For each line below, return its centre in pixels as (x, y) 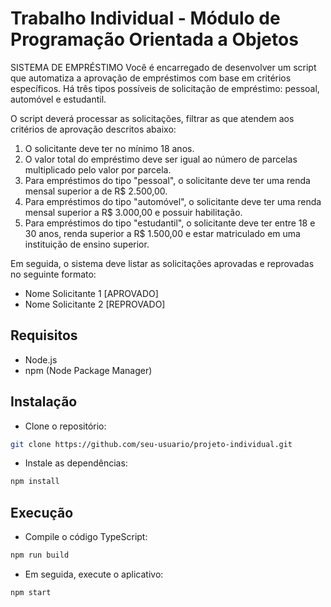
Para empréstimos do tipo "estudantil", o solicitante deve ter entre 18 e (170, 223)
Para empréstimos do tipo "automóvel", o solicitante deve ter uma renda (173, 201)
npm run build (40, 555)
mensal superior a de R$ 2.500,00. (96, 191)
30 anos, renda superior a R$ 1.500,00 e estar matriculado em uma (162, 233)
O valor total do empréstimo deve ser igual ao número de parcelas (161, 159)
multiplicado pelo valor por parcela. (98, 169)
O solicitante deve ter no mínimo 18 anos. (109, 148)
